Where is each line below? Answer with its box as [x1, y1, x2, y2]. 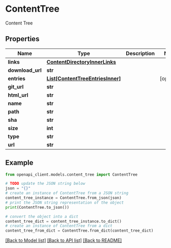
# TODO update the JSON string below [5, 181, 85, 186]
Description [126, 49, 155, 57]
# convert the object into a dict [5, 214, 79, 219]
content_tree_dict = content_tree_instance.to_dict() [5, 218, 122, 224]
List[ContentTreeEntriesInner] [46, 75, 121, 82]
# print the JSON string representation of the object [5, 200, 124, 205]
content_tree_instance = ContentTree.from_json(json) [5, 196, 122, 201]
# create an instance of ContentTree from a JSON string [5, 190, 129, 196]
